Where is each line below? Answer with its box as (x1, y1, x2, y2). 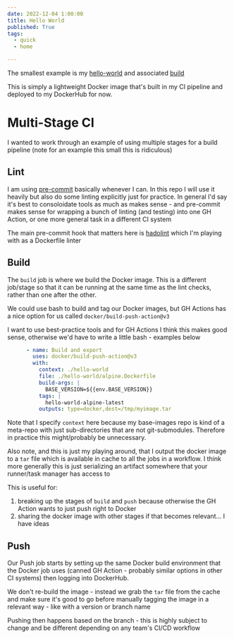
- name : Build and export (25, 346, 102, 353)
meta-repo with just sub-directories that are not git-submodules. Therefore (7, 426, 226, 435)
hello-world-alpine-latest (44, 399, 125, 406)
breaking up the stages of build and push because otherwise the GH (17, 497, 216, 505)
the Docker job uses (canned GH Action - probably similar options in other (7, 566, 223, 575)
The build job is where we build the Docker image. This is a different (7, 275, 207, 283)
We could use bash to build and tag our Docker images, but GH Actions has (7, 304, 227, 312)
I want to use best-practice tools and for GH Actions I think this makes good (7, 325, 228, 334)
